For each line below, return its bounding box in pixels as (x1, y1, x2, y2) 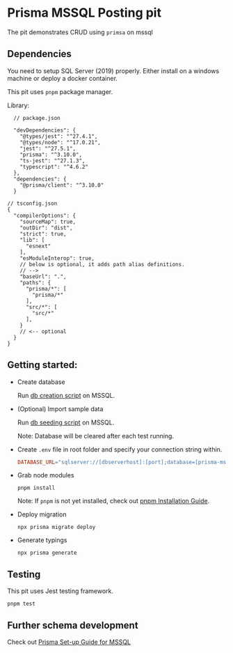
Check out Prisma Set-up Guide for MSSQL (7, 638, 131, 646)
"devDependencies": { (13, 127, 77, 134)
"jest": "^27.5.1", (19, 145, 77, 152)
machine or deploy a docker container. (7, 74, 118, 82)
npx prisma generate (17, 549, 77, 557)
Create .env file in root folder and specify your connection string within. (17, 445, 223, 454)
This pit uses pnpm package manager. (7, 87, 113, 95)
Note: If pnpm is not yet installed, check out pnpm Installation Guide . (17, 497, 210, 505)
